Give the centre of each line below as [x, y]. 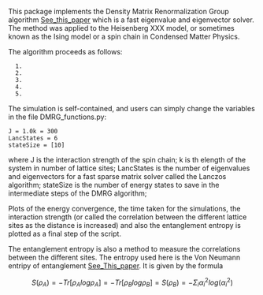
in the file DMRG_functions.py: [57, 117]
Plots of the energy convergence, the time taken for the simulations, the [124, 209]
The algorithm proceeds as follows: [65, 52]
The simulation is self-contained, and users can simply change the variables [132, 108]
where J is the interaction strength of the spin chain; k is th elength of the [127, 160]
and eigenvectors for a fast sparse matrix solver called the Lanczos [117, 176]
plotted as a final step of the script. [65, 233]
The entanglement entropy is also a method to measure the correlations [124, 249]
